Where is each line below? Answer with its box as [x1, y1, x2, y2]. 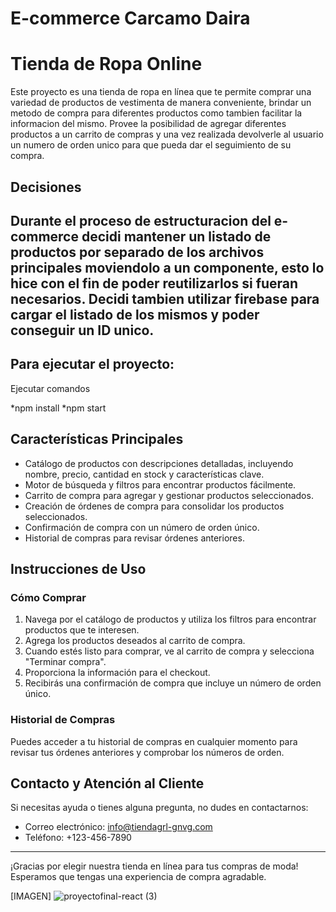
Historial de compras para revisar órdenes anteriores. [24, 532, 245, 544]
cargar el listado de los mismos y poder [10, 306, 260, 323]
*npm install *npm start [10, 402, 107, 414]
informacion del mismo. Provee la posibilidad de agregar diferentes [10, 118, 287, 130]
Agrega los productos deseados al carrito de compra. [24, 635, 246, 647]
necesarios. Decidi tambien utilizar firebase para [10, 290, 320, 307]
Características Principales [10, 431, 184, 448]
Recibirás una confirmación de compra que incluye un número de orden [24, 677, 322, 689]
